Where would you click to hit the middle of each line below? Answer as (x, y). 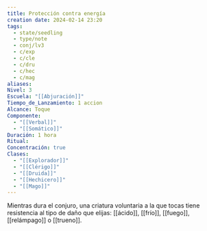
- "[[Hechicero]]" (40, 179)
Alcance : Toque (29, 109)
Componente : (24, 115)
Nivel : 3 (20, 90)
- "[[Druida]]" (35, 173)
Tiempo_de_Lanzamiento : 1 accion (55, 103)
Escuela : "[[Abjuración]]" (46, 97)
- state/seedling (38, 33)
